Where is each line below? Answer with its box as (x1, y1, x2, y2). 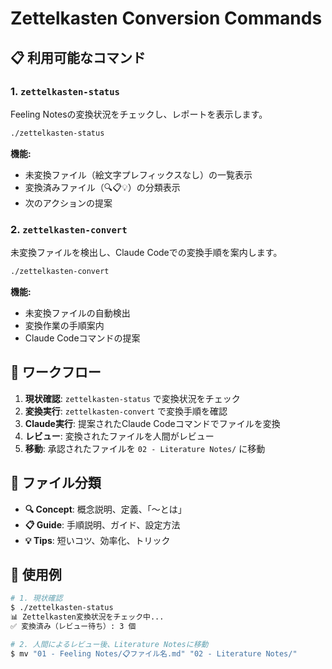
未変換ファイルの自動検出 (24, 307, 131, 319)
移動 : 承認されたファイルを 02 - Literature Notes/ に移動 (24, 442, 266, 454)
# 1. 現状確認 (10, 593, 63, 604)
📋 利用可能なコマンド (10, 49, 147, 66)
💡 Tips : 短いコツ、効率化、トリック (24, 534, 171, 546)
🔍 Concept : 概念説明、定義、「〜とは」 (24, 503, 187, 515)
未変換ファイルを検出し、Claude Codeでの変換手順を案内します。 (10, 247, 283, 259)
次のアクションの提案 (24, 197, 113, 209)
